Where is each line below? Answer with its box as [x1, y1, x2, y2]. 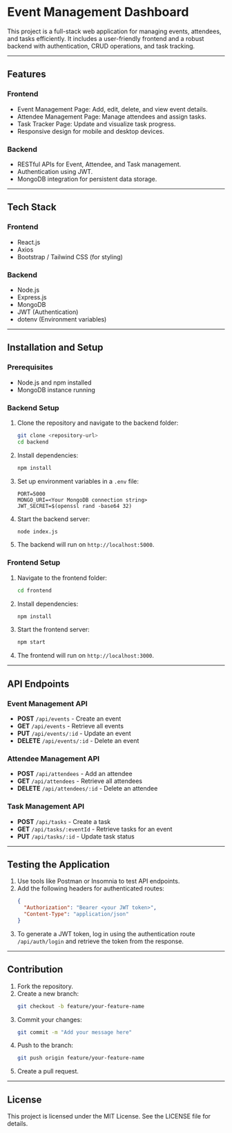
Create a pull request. [17, 1067, 79, 1075]
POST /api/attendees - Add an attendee [17, 770, 133, 778]
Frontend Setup [7, 558, 61, 568]
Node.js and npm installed [17, 378, 92, 387]
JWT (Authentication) [17, 308, 79, 316]
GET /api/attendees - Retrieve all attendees [17, 777, 143, 785]
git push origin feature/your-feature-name [17, 1055, 145, 1062]
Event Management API [7, 699, 88, 708]
